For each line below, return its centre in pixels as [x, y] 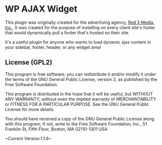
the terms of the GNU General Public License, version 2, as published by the [81, 79]
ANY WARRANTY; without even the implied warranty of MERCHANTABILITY [81, 99]
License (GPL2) [29, 62]
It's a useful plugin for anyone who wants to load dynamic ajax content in [78, 42]
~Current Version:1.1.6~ [28, 138]
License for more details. [30, 109]
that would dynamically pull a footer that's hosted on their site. [67, 32]
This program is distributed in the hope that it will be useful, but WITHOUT [79, 94]
